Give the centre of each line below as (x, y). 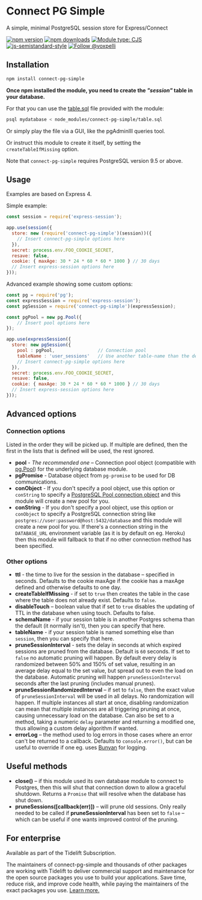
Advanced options (41, 414)
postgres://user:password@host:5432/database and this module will (98, 520)
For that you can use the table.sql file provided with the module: (85, 108)
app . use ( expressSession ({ (38, 339)
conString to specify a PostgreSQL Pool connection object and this (98, 494)
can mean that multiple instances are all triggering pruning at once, (98, 709)
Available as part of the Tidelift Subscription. (61, 853)
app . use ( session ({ (29, 228)
